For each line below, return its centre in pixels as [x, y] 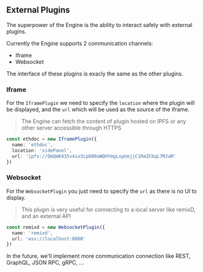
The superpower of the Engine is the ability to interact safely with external [99, 25]
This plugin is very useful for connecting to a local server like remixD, [108, 209]
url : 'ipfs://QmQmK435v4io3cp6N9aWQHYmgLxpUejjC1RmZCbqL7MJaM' [94, 156]
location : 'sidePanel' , [42, 150]
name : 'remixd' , [32, 233]
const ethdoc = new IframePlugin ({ [52, 139]
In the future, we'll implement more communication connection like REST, [98, 256]
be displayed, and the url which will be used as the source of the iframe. [98, 109]
